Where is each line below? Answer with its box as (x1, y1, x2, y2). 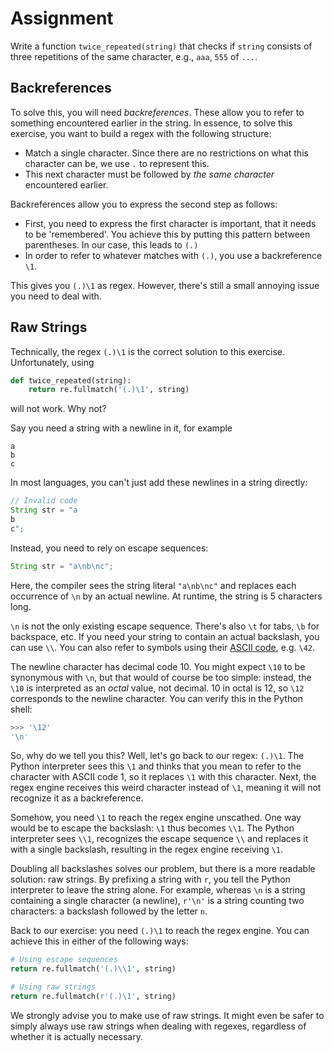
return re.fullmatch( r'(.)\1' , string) (10, 992, 177, 1002)
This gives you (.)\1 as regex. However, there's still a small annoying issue (10, 279, 320, 291)
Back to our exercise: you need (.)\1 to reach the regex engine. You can (10, 925, 310, 937)
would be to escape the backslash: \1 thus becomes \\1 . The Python (10, 822, 295, 834)
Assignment (10, 7, 114, 30)
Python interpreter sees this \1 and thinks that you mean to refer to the (10, 760, 302, 772)
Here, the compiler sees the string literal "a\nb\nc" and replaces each (10, 579, 297, 591)
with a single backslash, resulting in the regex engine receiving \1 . (10, 843, 284, 856)
